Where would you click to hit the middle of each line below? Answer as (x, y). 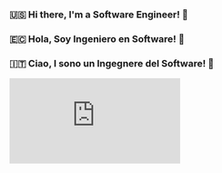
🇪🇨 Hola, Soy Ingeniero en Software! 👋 (97, 38)
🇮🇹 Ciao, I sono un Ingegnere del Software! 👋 (112, 63)
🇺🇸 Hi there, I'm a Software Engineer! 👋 (99, 15)
